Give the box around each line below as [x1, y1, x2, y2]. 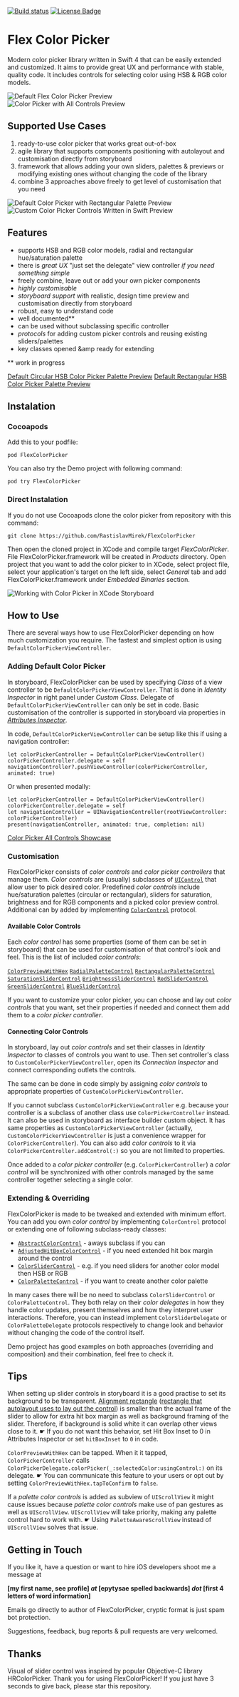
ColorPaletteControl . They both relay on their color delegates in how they [7, 1298, 225, 1306]
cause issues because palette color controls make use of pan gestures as [7, 1500, 224, 1509]
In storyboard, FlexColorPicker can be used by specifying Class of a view [7, 678, 223, 686]
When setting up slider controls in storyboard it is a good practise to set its [7, 1389, 226, 1398]
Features [7, 227, 48, 239]
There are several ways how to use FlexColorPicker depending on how [7, 628, 215, 637]
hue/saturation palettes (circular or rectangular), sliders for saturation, [7, 890, 213, 899]
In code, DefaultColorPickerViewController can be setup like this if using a [7, 729, 228, 738]
